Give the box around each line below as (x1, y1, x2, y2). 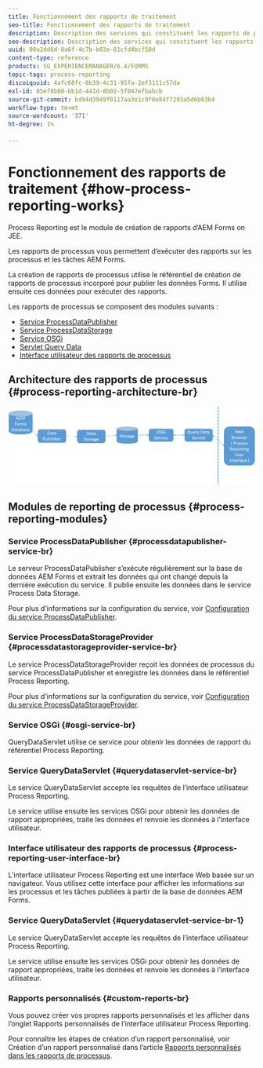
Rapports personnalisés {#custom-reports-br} (8, 993, 189, 1004)
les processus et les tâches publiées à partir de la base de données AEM (8, 887, 243, 897)
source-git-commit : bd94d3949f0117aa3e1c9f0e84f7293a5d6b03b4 (8, 95, 215, 104)
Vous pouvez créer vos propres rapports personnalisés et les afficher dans (8, 1011, 250, 1020)
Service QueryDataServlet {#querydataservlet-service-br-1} (8, 915, 244, 926)
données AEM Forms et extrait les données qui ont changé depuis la (8, 572, 229, 581)
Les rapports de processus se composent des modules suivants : (8, 302, 219, 311)
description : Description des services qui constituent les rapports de (8, 29, 250, 37)
